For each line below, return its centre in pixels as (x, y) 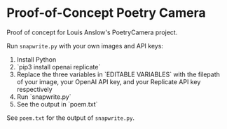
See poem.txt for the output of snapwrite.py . (70, 118)
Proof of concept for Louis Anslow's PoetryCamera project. (92, 32)
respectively (35, 89)
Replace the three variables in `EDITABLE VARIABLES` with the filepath (118, 74)
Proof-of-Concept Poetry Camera (106, 13)
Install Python (36, 59)
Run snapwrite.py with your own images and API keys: (85, 46)
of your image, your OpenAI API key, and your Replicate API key (109, 81)
